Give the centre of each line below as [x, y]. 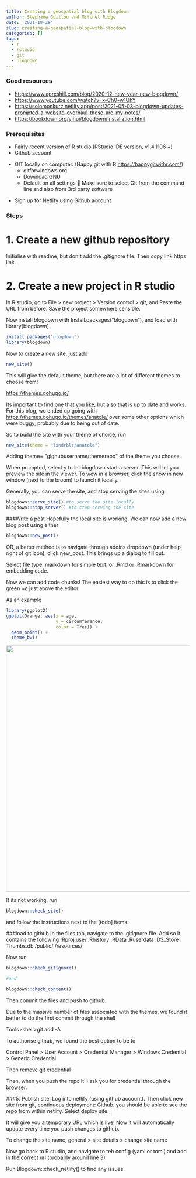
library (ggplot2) [27, 611]
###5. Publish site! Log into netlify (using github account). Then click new [94, 1098]
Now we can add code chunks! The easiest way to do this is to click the [92, 582]
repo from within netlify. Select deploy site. [57, 1111]
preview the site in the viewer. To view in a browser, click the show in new [94, 474]
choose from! [22, 382]
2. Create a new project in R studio [91, 286]
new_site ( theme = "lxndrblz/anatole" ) [53, 445]
